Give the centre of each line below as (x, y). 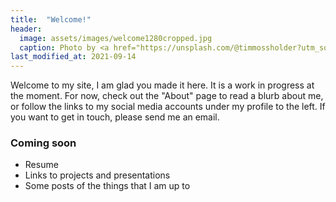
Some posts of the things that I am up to (107, 186)
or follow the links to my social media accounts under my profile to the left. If (168, 107)
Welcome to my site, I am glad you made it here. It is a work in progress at (162, 85)
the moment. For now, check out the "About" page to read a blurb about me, (167, 96)
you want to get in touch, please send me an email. (115, 117)
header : (26, 29)
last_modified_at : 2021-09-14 (73, 57)
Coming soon (43, 143)
